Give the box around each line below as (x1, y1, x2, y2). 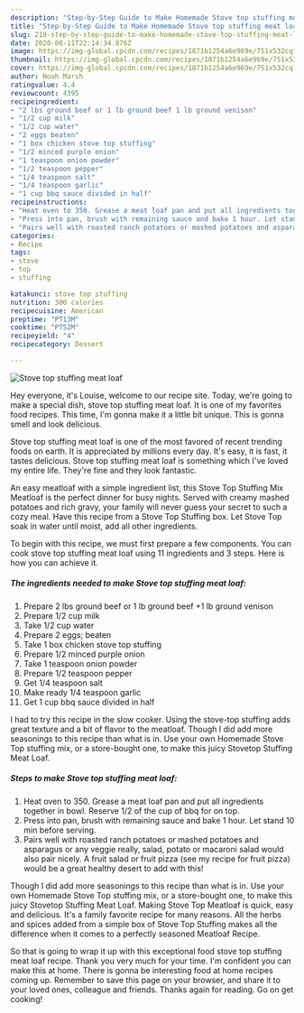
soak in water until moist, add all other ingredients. (10, 520, 198, 531)
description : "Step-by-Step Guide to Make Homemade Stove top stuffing (10, 13, 285, 23)
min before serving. (23, 824, 97, 835)
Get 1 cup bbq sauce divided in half (23, 696, 155, 707)
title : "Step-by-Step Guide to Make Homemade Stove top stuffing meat (10, 22, 281, 31)
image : (10, 47, 35, 56)
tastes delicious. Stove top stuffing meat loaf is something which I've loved (10, 455, 289, 465)
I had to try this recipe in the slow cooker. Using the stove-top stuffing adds (10, 714, 291, 724)
